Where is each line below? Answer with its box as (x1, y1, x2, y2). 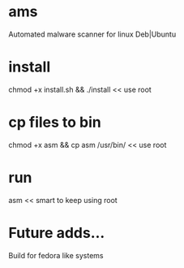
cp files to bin (8, 113, 101, 132)
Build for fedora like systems (8, 250, 104, 260)
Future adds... (8, 223, 105, 242)
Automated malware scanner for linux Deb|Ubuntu (8, 29, 177, 39)
